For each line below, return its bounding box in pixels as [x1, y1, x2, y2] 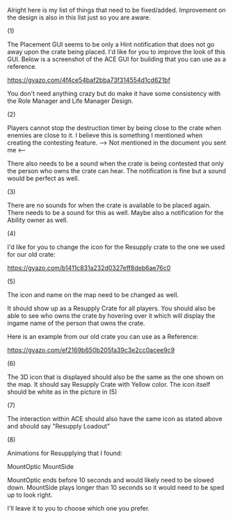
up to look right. [7, 490, 53, 499]
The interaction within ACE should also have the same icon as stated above [7, 415, 223, 423]
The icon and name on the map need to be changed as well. [7, 291, 179, 298]
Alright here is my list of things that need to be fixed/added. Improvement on [7, 6, 226, 14]
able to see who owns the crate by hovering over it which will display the [7, 312, 216, 319]
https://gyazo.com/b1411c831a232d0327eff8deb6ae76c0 [7, 264, 171, 272]
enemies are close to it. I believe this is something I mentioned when [7, 131, 203, 139]
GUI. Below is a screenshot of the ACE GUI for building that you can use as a [7, 55, 226, 63]
